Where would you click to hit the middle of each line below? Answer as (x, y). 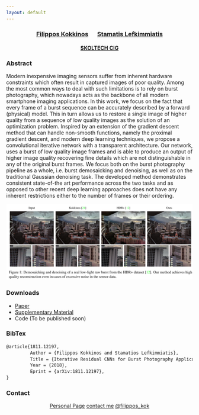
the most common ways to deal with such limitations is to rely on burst (92, 89)
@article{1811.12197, (33, 346)
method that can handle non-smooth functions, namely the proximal (89, 133)
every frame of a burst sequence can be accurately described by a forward (98, 108)
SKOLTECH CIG (99, 48)
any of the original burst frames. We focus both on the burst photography (96, 164)
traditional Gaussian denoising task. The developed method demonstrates (96, 177)
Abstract (19, 63)
